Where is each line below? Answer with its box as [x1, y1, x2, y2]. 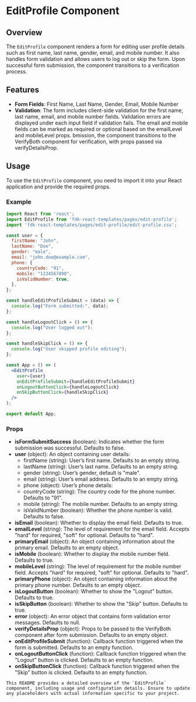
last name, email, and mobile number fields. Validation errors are [14, 113, 171, 120]
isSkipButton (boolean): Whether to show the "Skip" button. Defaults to [14, 600, 188, 607]
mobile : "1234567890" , [16, 271, 72, 276]
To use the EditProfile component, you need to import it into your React [6, 177, 182, 184]
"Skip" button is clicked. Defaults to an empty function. [14, 669, 148, 676]
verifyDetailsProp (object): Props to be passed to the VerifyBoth [14, 625, 171, 632]
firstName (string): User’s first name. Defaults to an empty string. [23, 457, 181, 464]
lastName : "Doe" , [11, 244, 54, 249]
